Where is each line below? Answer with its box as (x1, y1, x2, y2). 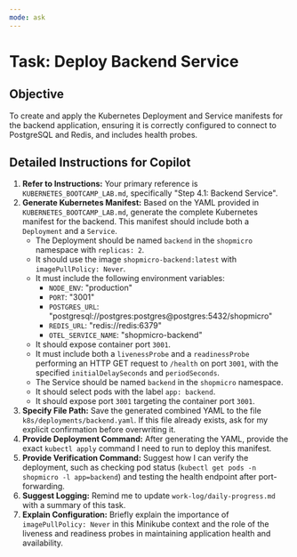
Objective (9, 86, 65, 102)
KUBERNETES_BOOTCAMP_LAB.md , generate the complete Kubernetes (21, 206, 258, 218)
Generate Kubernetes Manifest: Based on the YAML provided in (21, 198, 260, 208)
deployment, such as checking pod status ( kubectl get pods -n (21, 462, 256, 472)
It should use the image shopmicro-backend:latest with (35, 254, 237, 265)
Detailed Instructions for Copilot (9, 155, 191, 170)
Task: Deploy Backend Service (9, 51, 239, 71)
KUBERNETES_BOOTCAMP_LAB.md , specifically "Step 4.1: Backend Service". (21, 188, 278, 198)
